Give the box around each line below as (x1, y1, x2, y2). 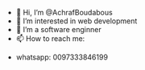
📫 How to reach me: (15, 34, 85, 43)
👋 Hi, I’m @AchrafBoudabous (15, 8, 113, 17)
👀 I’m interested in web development (15, 16, 138, 26)
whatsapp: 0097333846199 (15, 52, 109, 62)
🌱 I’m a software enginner (15, 25, 102, 34)
